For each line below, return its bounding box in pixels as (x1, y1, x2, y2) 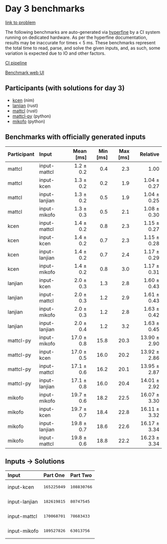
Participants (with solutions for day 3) (5, 84, 125, 93)
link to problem (5, 19, 36, 25)
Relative (140, 150, 160, 157)
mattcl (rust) (12, 108, 38, 113)
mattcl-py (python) (12, 113, 51, 119)
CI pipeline (5, 60, 27, 66)
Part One (43, 472, 65, 479)
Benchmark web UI (5, 69, 45, 75)
